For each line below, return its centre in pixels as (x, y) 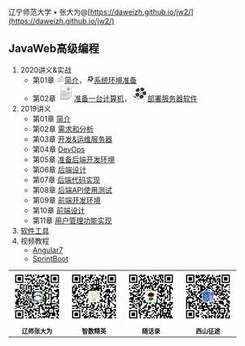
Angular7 (48, 250)
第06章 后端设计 (59, 169)
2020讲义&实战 (46, 70)
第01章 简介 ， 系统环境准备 (85, 80)
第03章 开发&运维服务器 (72, 139)
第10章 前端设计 (59, 210)
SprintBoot (50, 258)
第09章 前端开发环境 (67, 200)
